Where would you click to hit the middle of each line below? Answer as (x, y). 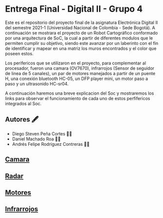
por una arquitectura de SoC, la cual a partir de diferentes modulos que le (79, 38)
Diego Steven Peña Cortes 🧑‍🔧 (42, 134)
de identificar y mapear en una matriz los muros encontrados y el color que (81, 48)
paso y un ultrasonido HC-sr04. (37, 83)
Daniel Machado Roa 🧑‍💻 (36, 139)
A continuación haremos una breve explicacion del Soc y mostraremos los (80, 93)
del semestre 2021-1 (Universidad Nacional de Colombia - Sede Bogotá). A (80, 27)
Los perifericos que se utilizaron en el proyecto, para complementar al (76, 63)
